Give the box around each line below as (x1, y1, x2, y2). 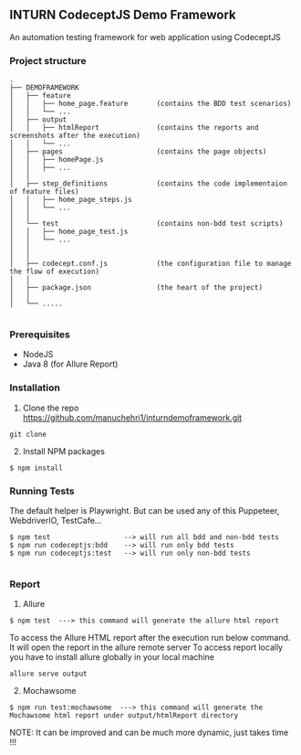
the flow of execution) (9, 267, 100, 277)
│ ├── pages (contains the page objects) (9, 147, 267, 156)
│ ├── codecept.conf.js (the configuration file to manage (9, 260, 292, 269)
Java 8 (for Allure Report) (22, 358, 119, 369)
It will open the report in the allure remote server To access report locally (9, 642, 284, 653)
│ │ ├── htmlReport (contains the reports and (9, 123, 259, 133)
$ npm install (9, 463, 64, 473)
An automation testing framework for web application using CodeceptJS (9, 31, 281, 42)
